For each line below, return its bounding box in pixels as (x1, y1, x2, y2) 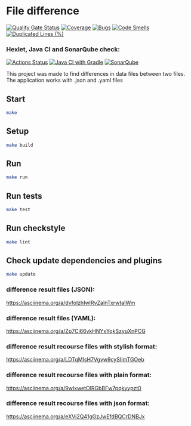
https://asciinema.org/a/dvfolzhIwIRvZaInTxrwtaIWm (6, 299, 135, 306)
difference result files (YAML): (6, 314, 96, 322)
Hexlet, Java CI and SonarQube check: (6, 45, 121, 53)
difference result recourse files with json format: (6, 399, 150, 408)
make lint (6, 239, 31, 245)
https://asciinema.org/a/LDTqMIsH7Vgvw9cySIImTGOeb (6, 356, 144, 363)
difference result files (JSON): (6, 285, 95, 294)
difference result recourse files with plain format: (6, 371, 152, 379)
